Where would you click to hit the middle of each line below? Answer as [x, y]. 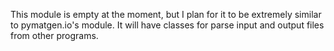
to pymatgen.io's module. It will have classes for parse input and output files [167, 25]
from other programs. [54, 35]
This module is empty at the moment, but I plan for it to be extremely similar [166, 14]
